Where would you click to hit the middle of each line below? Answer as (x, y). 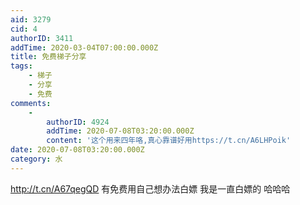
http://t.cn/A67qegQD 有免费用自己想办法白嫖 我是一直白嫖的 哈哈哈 (150, 188)
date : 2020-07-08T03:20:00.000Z (77, 150)
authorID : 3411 (42, 38)
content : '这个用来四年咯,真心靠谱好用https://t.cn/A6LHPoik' (169, 141)
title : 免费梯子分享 (48, 57)
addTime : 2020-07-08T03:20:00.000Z (120, 131)
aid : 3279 (31, 19)
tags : (21, 66)
